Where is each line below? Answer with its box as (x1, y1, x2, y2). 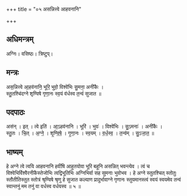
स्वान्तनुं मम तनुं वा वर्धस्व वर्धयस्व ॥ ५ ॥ (6, 183, 81, 190)
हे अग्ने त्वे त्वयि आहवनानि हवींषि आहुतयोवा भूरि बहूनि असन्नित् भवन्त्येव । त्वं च (6, 163, 150, 170)
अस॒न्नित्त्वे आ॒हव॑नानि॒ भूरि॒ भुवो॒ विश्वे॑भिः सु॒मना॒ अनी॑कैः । (6, 83, 104, 90)
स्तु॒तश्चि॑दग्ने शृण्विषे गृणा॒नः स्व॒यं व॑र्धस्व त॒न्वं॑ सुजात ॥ (6, 90, 102, 97)
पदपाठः (6, 107, 25, 117)
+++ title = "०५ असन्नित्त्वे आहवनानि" (6, 6, 82, 12)
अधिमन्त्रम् (6, 34, 34, 44)
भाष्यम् (6, 147, 23, 157)
